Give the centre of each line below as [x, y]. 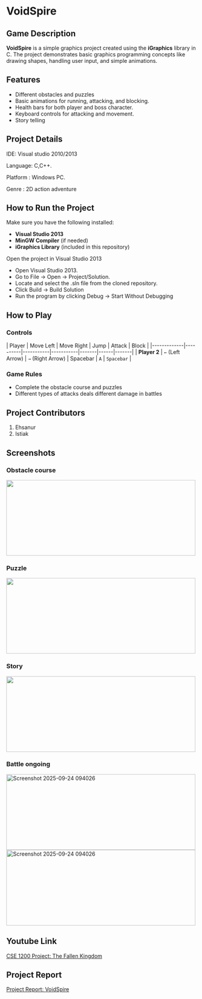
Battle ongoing [28, 764]
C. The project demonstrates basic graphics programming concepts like [96, 54]
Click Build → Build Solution [49, 290]
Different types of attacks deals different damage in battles [88, 394]
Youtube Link [32, 941]
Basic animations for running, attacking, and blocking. [82, 100]
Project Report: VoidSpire [38, 989]
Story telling [30, 120]
